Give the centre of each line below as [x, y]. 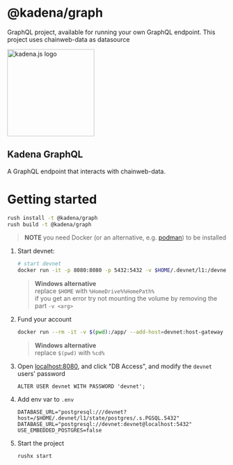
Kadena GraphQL [45, 155]
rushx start [34, 456]
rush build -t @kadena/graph [49, 224]
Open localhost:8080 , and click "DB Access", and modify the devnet [114, 366]
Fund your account [44, 320]
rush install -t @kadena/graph [53, 218]
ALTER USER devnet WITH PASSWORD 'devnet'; [81, 387]
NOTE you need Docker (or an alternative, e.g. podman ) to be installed [125, 237]
